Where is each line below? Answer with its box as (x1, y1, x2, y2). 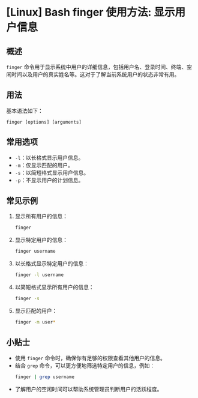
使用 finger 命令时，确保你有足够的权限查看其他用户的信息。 (14, 354, 166, 361)
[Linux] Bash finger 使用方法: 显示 (6, 5, 175, 19)
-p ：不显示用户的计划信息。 (14, 176, 84, 184)
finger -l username (14, 272, 64, 278)
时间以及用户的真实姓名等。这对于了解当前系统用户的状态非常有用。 (11, 71, 180, 78)
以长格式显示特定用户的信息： (14, 260, 89, 267)
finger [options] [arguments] (6, 119, 82, 125)
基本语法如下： (6, 107, 43, 114)
